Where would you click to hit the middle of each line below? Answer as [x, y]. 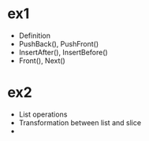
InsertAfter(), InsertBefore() [63, 52]
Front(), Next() [42, 61]
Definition [34, 35]
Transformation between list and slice [80, 122]
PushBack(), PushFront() [59, 43]
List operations [43, 114]
